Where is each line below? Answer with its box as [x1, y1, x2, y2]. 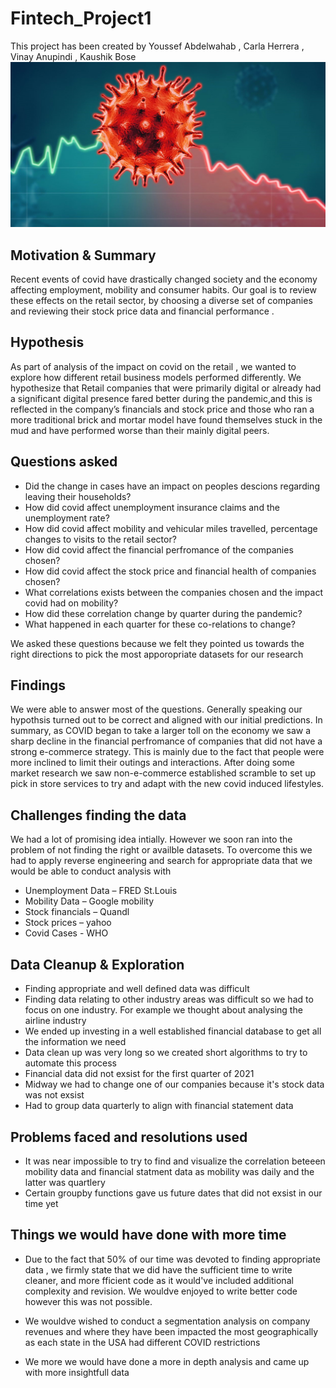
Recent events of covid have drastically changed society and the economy [10, 273, 318, 286]
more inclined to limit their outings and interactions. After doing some [10, 757, 295, 769]
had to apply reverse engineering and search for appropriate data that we [10, 855, 313, 867]
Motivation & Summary [10, 247, 157, 264]
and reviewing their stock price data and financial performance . [10, 305, 275, 317]
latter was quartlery [24, 1176, 106, 1188]
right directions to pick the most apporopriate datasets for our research [10, 648, 304, 660]
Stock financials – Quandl [24, 906, 130, 918]
